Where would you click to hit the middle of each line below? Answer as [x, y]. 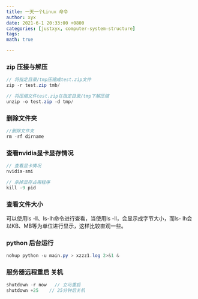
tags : [13, 34]
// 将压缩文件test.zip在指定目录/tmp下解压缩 [58, 96]
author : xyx [21, 17]
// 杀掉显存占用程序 [28, 182]
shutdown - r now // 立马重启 [43, 285]
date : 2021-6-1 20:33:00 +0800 [45, 23]
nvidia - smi [20, 171]
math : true [20, 40]
